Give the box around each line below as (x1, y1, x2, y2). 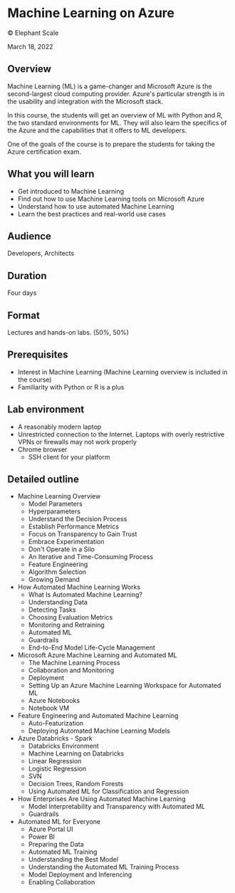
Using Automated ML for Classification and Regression (28, 787, 189, 795)
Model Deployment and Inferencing (28, 870, 132, 879)
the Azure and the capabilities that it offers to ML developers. (7, 126, 187, 135)
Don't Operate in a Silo (28, 545, 95, 553)
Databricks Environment (28, 742, 100, 751)
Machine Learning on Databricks (28, 749, 125, 758)
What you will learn (7, 168, 95, 180)
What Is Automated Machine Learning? (28, 590, 142, 599)
